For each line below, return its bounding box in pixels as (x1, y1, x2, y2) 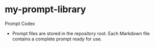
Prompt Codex (5, 20, 35, 27)
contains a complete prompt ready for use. (12, 36, 102, 42)
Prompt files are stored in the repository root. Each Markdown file (12, 30, 150, 36)
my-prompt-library (5, 4, 86, 15)
